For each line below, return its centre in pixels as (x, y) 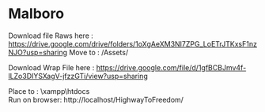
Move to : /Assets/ (99, 52)
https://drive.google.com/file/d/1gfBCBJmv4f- (171, 67)
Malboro (36, 14)
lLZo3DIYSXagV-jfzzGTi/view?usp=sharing (78, 76)
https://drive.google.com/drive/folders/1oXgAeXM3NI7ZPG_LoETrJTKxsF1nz (132, 43)
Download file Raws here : (51, 35)
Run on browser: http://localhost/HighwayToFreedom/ (96, 99)
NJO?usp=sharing (38, 52)
